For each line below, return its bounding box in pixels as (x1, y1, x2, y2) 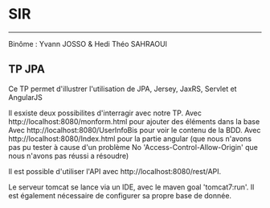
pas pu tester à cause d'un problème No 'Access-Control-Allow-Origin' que (8, 142, 259, 152)
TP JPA (8, 62, 46, 77)
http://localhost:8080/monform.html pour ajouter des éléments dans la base (8, 116, 260, 126)
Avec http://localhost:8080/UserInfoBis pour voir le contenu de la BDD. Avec (8, 125, 261, 135)
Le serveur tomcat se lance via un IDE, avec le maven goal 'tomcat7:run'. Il (8, 182, 255, 192)
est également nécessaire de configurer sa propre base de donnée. (8, 190, 231, 200)
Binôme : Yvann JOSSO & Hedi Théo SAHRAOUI (8, 39, 167, 48)
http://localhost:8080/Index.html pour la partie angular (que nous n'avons (8, 134, 252, 144)
